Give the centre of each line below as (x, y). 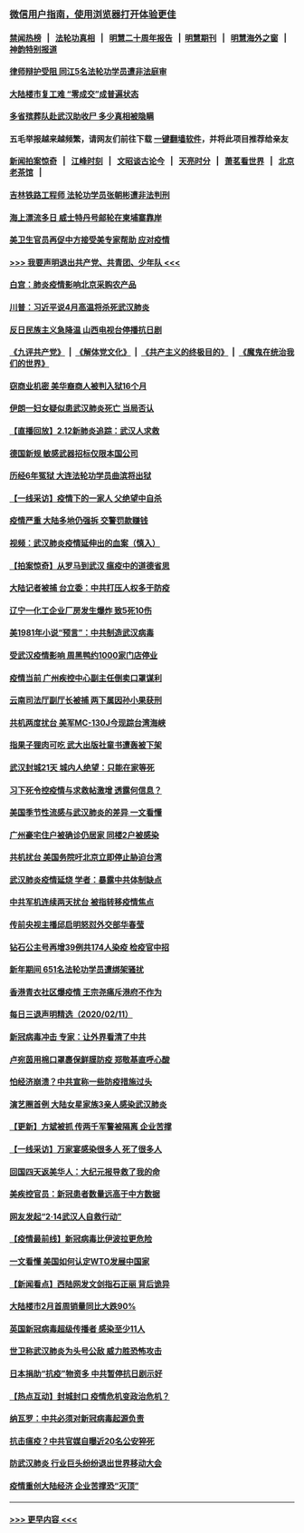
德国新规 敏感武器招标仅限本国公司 (74, 453)
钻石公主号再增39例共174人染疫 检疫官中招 (90, 947)
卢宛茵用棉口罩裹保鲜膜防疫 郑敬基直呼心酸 (90, 1059)
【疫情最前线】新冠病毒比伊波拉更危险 (81, 1239)
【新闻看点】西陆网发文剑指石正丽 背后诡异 (90, 1284)
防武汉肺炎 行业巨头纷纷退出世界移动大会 (86, 1463)
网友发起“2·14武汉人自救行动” (66, 1216)
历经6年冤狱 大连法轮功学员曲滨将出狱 (81, 476)
